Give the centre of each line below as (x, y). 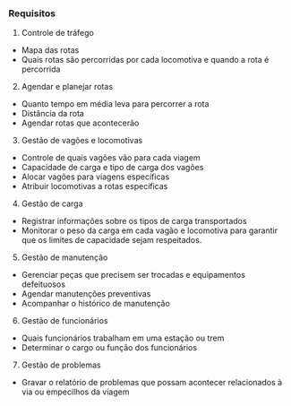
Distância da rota (52, 114)
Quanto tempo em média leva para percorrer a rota (115, 104)
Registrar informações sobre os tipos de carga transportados (134, 221)
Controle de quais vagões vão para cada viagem (111, 158)
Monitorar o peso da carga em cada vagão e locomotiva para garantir (150, 230)
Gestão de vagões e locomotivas (82, 141)
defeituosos (43, 284)
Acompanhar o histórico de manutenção (96, 304)
